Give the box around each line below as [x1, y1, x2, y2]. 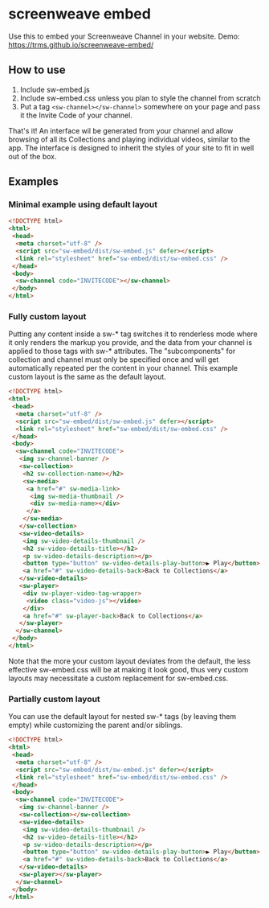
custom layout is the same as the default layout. [8, 372, 166, 382]
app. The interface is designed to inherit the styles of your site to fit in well [8, 142, 255, 153]
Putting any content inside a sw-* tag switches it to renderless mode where [8, 329, 259, 339]
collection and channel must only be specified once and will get [8, 355, 219, 364]
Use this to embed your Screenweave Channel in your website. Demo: [8, 31, 240, 41]
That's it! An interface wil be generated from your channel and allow [8, 125, 234, 135]
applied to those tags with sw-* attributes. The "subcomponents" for [8, 347, 236, 356]
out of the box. [8, 151, 57, 161]
